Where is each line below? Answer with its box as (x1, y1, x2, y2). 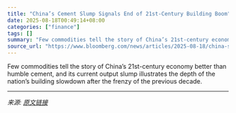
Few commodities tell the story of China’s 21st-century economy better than (7, 62, 227, 70)
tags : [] (7, 29, 33, 37)
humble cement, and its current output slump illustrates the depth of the (7, 69, 216, 78)
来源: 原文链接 (7, 98, 48, 106)
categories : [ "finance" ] (7, 23, 80, 30)
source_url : (7, 43, 42, 50)
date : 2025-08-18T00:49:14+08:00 (7, 17, 105, 24)
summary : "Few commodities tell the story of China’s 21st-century (7, 36, 209, 44)
